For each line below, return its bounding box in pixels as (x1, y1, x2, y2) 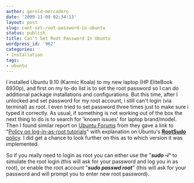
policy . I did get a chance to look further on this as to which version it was (6, 135, 183, 142)
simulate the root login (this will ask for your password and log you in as (6, 158, 178, 165)
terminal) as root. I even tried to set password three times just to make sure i (6, 103, 189, 111)
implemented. (6, 140, 39, 147)
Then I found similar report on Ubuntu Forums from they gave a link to (6, 122, 174, 129)
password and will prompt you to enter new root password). (6, 170, 150, 178)
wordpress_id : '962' (6, 41, 57, 47)
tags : (6, 57, 19, 63)
